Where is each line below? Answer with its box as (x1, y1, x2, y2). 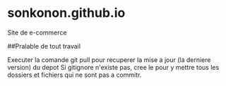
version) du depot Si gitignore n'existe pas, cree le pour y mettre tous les (7, 63, 220, 71)
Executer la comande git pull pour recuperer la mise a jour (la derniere (7, 55, 211, 64)
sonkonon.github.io (7, 5, 126, 21)
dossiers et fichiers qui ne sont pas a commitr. (7, 70, 142, 79)
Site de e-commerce (7, 28, 67, 37)
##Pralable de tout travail (7, 42, 81, 50)
